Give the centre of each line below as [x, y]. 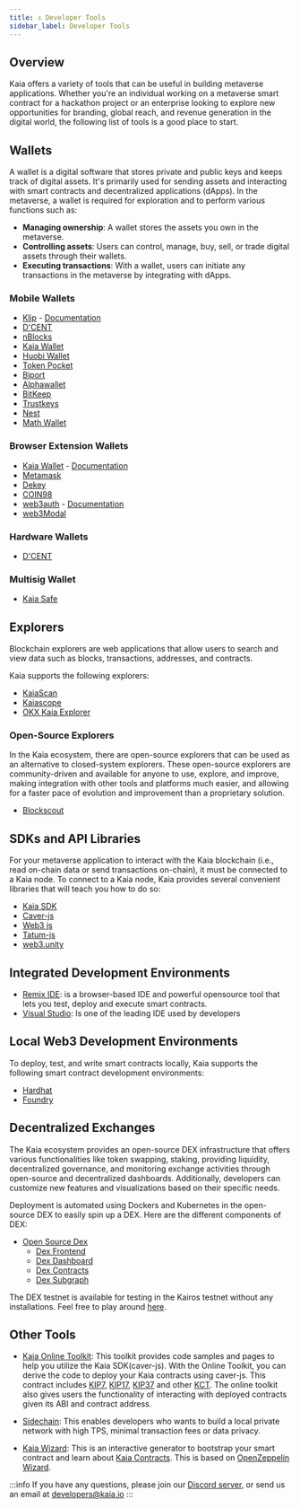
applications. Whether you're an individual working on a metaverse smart [144, 93]
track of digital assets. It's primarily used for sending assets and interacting [148, 181]
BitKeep [37, 394]
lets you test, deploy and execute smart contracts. [115, 1004]
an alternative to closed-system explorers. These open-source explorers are [150, 765]
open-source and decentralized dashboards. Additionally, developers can [145, 1178]
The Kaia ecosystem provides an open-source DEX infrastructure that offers [150, 1149]
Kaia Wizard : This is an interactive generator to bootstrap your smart [149, 1448]
